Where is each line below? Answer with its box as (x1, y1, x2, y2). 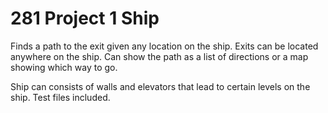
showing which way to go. (10, 61, 118, 73)
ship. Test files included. (10, 91, 111, 103)
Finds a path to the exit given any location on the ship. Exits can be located (10, 40, 319, 52)
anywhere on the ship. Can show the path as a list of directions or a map (10, 50, 309, 62)
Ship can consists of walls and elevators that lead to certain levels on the (10, 80, 311, 92)
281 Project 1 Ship (10, 7, 160, 30)
